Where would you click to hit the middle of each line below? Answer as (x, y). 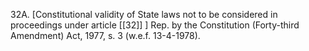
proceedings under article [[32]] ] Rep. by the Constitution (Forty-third (155, 25)
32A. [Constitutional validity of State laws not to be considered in (144, 14)
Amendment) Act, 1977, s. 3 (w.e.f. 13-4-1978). (105, 35)
